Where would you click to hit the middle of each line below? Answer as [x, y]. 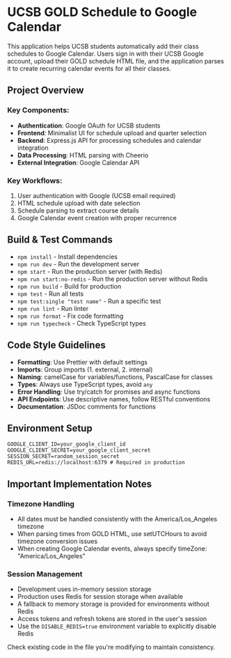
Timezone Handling [41, 504]
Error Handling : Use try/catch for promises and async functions [109, 392]
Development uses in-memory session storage [84, 589]
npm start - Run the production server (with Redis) [90, 271]
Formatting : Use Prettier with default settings [82, 362]
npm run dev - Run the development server [78, 264]
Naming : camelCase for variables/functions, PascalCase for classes [115, 376]
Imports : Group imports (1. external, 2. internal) [85, 369]
